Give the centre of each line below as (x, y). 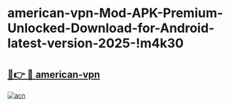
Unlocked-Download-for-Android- (111, 28)
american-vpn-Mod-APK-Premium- (115, 13)
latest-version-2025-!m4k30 (95, 43)
